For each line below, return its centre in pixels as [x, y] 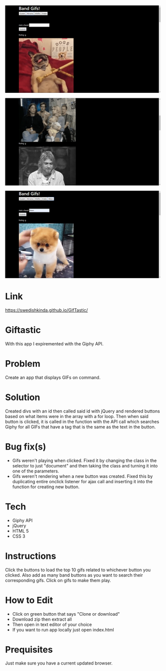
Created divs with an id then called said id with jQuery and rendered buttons [83, 411]
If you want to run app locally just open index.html [63, 629]
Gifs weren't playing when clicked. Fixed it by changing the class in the [84, 461]
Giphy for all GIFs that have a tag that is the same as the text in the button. [81, 427]
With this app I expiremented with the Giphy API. [54, 343]
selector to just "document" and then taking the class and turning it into [85, 465]
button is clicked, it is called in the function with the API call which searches [82, 421]
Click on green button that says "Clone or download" [66, 614]
